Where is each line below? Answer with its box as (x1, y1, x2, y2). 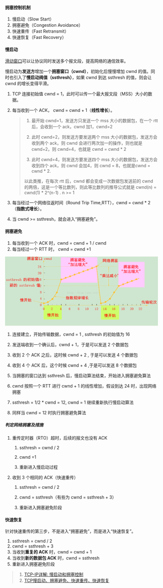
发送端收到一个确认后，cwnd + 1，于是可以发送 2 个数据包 (12, 342, 129, 348)
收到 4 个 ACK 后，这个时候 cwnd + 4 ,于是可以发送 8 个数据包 (12, 362, 137, 368)
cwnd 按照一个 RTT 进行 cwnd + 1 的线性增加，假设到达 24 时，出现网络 (12, 383, 157, 389)
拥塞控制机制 (5, 4, 31, 10)
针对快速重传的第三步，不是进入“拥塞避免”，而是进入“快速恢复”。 (5, 528, 136, 535)
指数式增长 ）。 (16, 206, 45, 212)
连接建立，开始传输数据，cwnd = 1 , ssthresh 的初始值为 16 (12, 331, 130, 338)
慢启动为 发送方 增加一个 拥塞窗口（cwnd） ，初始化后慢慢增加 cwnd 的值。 (5, 69, 151, 74)
